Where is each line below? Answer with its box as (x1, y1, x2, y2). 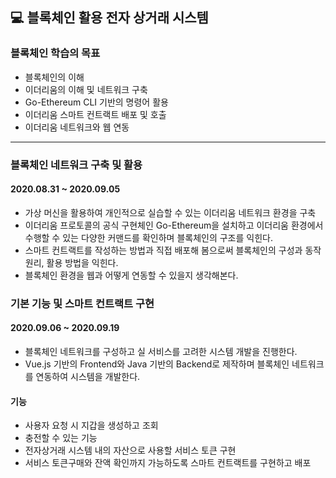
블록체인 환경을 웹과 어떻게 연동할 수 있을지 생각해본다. (24, 269, 239, 281)
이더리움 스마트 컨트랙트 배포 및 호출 (24, 108, 167, 120)
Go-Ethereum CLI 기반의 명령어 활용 (24, 96, 169, 108)
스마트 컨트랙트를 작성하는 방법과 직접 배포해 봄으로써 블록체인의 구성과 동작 (24, 244, 322, 256)
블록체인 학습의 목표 (10, 46, 101, 60)
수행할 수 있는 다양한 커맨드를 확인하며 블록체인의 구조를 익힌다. (24, 231, 273, 243)
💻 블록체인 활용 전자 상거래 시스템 (10, 9, 209, 27)
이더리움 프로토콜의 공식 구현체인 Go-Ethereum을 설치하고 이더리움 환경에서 (24, 219, 324, 231)
